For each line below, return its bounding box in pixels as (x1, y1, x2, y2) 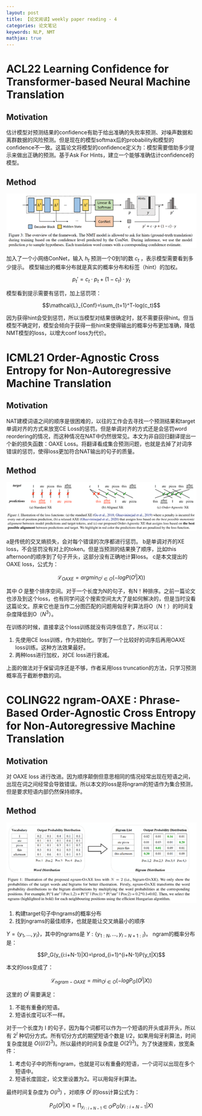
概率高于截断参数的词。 (6, 672, 65, 679)
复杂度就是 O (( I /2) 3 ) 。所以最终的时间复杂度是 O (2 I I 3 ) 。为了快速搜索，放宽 (6, 1038, 190, 1047)
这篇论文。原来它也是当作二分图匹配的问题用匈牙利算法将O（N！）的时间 (6, 603, 189, 610)
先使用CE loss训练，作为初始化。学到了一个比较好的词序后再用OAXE (14, 636, 186, 644)
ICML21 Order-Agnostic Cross (6, 351, 160, 365)
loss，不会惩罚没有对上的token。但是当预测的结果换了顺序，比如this (6, 545, 177, 552)
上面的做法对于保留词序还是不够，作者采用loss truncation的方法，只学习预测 (6, 664, 197, 672)
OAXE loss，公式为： (6, 560, 59, 567)
